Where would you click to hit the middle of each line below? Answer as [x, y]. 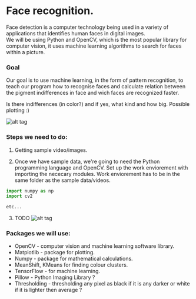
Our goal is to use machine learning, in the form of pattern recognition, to [95, 80]
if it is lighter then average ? [48, 290]
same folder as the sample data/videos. [62, 180]
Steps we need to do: [37, 137]
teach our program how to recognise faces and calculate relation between [96, 87]
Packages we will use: [38, 234]
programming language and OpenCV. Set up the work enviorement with [101, 167]
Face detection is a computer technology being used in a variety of [87, 27]
